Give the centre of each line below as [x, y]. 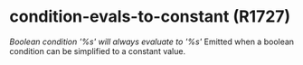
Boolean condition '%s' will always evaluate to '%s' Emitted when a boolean [152, 42]
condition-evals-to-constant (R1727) [150, 17]
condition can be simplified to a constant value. [98, 51]
